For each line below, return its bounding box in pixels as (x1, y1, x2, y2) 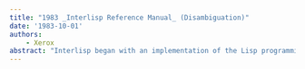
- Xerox (25, 38, 54, 47)
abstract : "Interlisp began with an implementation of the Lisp (9, 47, 258, 56)
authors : (9, 30, 43, 39)
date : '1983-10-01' (9, 22, 84, 30)
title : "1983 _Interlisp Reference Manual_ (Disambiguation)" (9, 13, 250, 22)
